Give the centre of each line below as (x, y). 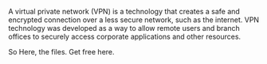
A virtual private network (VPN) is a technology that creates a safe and (124, 11)
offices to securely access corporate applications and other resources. (125, 36)
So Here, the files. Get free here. (61, 52)
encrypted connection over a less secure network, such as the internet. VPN (134, 20)
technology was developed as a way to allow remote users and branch (124, 28)
